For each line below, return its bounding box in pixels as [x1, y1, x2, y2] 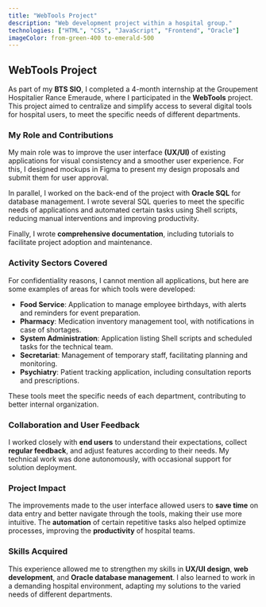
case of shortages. [19, 325, 82, 334]
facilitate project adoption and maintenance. [8, 238, 152, 247]
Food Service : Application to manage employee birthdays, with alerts [19, 299, 247, 309]
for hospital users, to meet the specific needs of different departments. [8, 110, 241, 119]
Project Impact [8, 482, 66, 493]
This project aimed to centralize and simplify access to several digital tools [8, 101, 253, 111]
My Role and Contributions [8, 129, 114, 140]
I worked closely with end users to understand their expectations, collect [8, 437, 248, 446]
